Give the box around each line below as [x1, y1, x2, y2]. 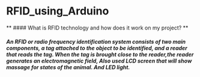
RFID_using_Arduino [6, 4, 109, 18]
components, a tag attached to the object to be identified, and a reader [6, 44, 188, 52]
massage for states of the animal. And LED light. [6, 63, 130, 70]
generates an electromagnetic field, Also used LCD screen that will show [6, 57, 192, 64]
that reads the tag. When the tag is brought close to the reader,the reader [6, 51, 194, 58]
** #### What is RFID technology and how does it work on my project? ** [6, 24, 189, 31]
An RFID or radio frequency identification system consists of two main [6, 38, 186, 45]
